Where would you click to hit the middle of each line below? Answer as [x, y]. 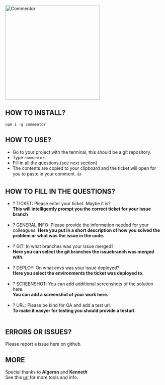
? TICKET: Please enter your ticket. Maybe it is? [61, 204]
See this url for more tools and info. [42, 377]
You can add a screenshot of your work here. [60, 295]
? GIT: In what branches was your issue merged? [63, 246]
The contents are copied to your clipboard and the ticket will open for [84, 168]
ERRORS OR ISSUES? [38, 332]
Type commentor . [29, 157]
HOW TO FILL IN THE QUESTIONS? [60, 192]
